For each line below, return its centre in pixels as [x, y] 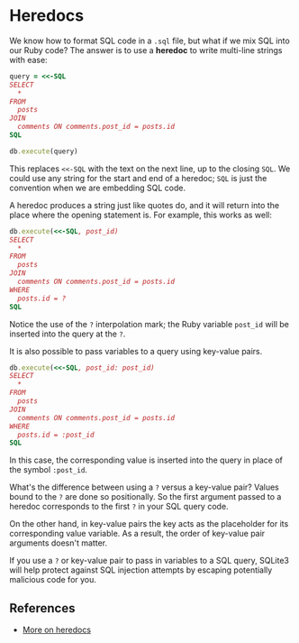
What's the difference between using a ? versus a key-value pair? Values [144, 487]
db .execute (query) [44, 151]
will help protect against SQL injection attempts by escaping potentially [141, 570]
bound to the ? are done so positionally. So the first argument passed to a [145, 497]
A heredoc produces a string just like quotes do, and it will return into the [145, 205]
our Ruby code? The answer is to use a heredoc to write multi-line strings [146, 50]
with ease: [28, 60]
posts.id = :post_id [56, 435]
